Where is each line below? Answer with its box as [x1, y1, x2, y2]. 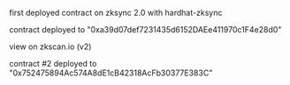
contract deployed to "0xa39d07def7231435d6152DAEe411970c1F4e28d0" [9, 25, 282, 34]
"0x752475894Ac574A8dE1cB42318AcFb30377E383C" [9, 67, 213, 78]
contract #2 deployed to [9, 59, 97, 68]
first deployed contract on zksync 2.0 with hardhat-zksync [9, 8, 223, 18]
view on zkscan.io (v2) [9, 41, 92, 52]
